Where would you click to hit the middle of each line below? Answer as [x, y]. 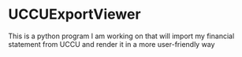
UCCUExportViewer [74, 14]
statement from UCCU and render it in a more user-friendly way [112, 44]
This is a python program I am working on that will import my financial [121, 36]
